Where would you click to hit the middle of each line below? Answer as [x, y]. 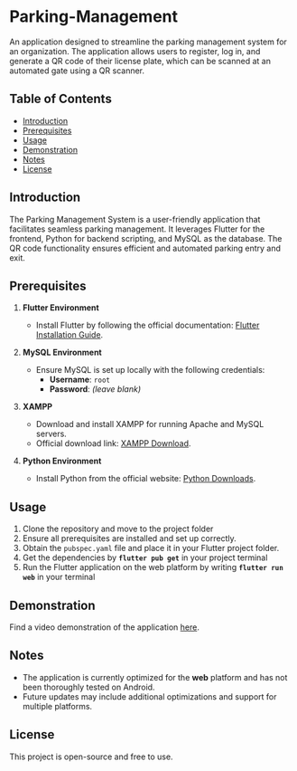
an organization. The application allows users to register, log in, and [135, 51]
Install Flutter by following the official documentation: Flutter [148, 325]
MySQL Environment [62, 352]
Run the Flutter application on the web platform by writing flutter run [153, 567]
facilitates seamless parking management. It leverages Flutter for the [137, 229]
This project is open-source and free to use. [91, 757]
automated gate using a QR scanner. [77, 71]
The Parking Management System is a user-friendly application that [135, 219]
